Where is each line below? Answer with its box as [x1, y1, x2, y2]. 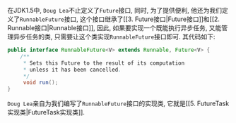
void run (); [23, 79, 59, 86]
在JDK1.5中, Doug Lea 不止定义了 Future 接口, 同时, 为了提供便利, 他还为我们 [7, 6, 223, 14]
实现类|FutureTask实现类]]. [7, 108, 85, 117]
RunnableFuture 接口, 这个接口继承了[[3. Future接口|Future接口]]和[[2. [20, 15, 220, 23]
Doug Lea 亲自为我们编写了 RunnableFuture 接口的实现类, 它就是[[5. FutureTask [7, 99, 230, 108]
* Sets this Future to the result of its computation [23, 59, 185, 67]
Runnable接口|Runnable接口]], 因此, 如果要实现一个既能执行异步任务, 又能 [7, 24, 222, 32]
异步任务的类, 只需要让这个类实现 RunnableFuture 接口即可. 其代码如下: [13, 32, 216, 41]
